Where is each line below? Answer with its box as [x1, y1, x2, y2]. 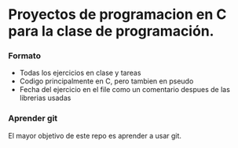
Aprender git [8, 113, 58, 124]
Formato [8, 50, 42, 61]
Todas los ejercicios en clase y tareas [19, 68, 141, 78]
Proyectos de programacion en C [8, 6, 227, 24]
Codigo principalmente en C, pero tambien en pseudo [19, 76, 194, 86]
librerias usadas [19, 93, 71, 103]
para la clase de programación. [8, 22, 214, 40]
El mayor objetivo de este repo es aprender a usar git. [8, 131, 182, 140]
